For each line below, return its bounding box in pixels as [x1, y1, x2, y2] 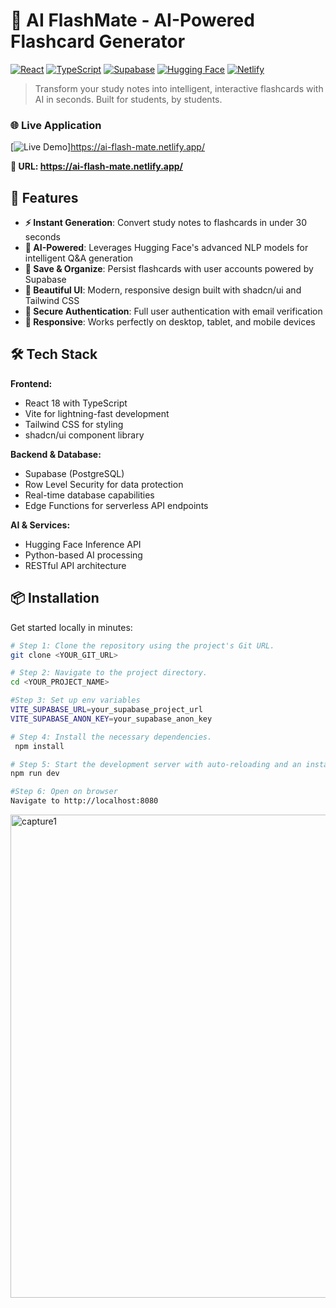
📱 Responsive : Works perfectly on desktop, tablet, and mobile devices [24, 316, 316, 328]
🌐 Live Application [10, 118, 102, 132]
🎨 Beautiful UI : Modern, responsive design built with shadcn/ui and [24, 284, 302, 296]
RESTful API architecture [24, 559, 127, 571]
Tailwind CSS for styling [24, 418, 124, 430]
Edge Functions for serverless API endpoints [24, 499, 209, 511]
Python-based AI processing [24, 549, 143, 561]
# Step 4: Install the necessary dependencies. [10, 732, 213, 742]
